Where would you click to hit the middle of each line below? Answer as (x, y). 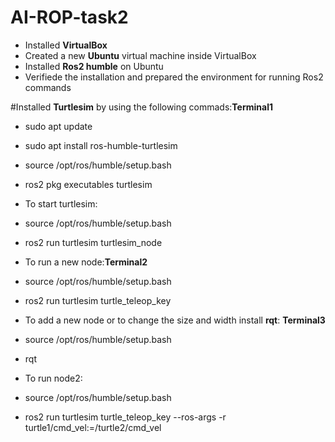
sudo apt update (58, 126)
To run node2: (53, 378)
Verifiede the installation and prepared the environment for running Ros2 (174, 77)
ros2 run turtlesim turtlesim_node (93, 242)
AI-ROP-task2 (69, 17)
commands (48, 87)
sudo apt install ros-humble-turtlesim (101, 145)
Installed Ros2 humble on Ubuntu (94, 66)
